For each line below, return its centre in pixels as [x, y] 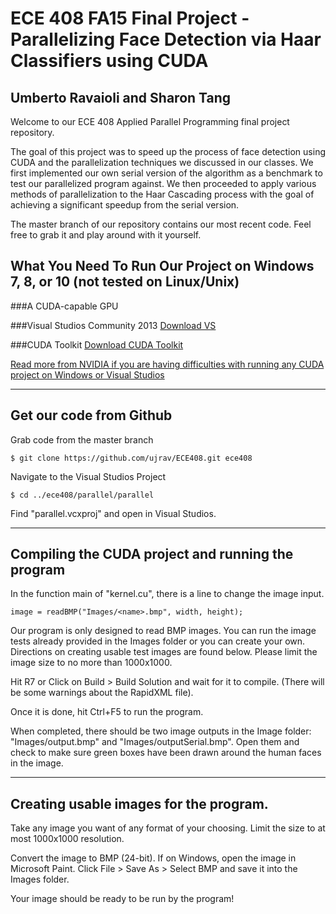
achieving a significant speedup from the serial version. [125, 205]
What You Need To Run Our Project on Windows [162, 266]
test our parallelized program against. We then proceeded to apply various [163, 183]
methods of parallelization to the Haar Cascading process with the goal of [162, 194]
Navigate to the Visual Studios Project [88, 476]
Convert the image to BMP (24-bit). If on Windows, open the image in [153, 858]
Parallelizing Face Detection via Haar [166, 39]
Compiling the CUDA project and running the [152, 554]
